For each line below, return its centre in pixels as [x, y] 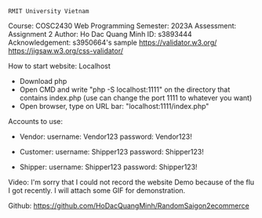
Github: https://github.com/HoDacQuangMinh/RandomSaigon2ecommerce [129, 205]
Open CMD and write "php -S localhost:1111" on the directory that [125, 89]
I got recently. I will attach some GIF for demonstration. [97, 191]
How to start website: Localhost [60, 66]
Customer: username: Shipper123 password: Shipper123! [111, 152]
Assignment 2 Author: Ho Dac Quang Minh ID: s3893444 [100, 34]
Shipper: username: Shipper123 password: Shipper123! [108, 167]
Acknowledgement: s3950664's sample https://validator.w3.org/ [113, 42]
